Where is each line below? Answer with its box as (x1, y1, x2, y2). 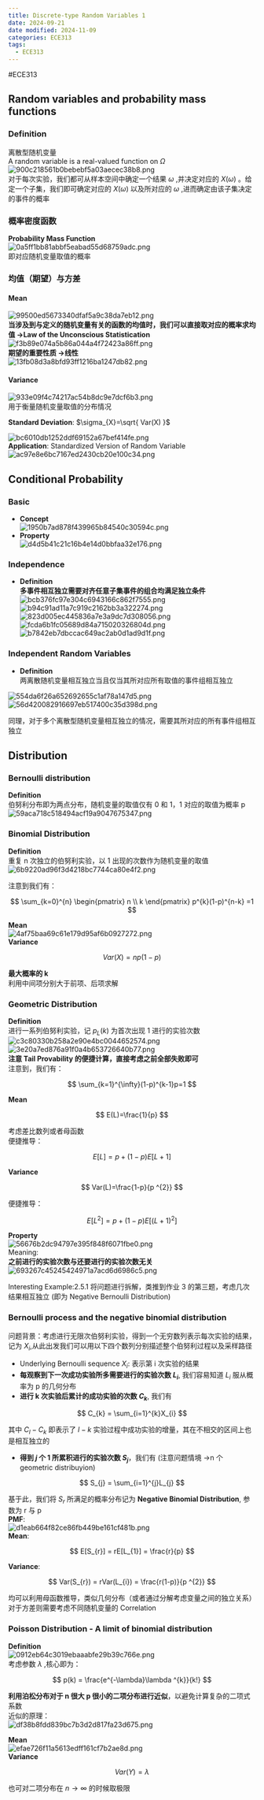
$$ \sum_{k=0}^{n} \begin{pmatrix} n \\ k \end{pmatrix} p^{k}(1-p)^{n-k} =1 (10, 896, 254, 906)
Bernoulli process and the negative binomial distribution (8, 1312, 227, 1323)
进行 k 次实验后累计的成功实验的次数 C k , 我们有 (19, 1392, 172, 1403)
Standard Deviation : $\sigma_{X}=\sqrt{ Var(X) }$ (8, 418, 170, 427)
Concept (19, 514, 49, 523)
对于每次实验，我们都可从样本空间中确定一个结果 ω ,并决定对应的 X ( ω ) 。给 (8, 174, 253, 184)
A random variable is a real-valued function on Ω (8, 156, 166, 165)
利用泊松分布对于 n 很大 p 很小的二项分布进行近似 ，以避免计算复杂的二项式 (8, 1691, 251, 1701)
